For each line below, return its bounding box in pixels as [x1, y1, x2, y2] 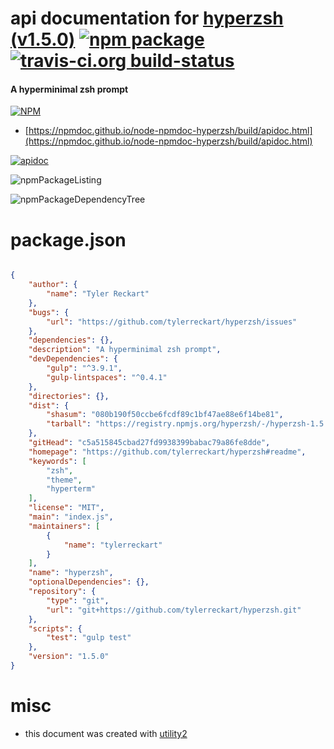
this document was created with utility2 [24, 727, 188, 739]
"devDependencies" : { [28, 354, 118, 364]
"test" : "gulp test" [46, 633, 132, 643]
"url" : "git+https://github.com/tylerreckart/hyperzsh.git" [46, 605, 302, 615]
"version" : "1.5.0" [28, 652, 110, 662]
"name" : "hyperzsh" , [28, 568, 114, 578]
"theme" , [46, 475, 83, 485]
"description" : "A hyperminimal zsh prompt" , [28, 345, 222, 355]
